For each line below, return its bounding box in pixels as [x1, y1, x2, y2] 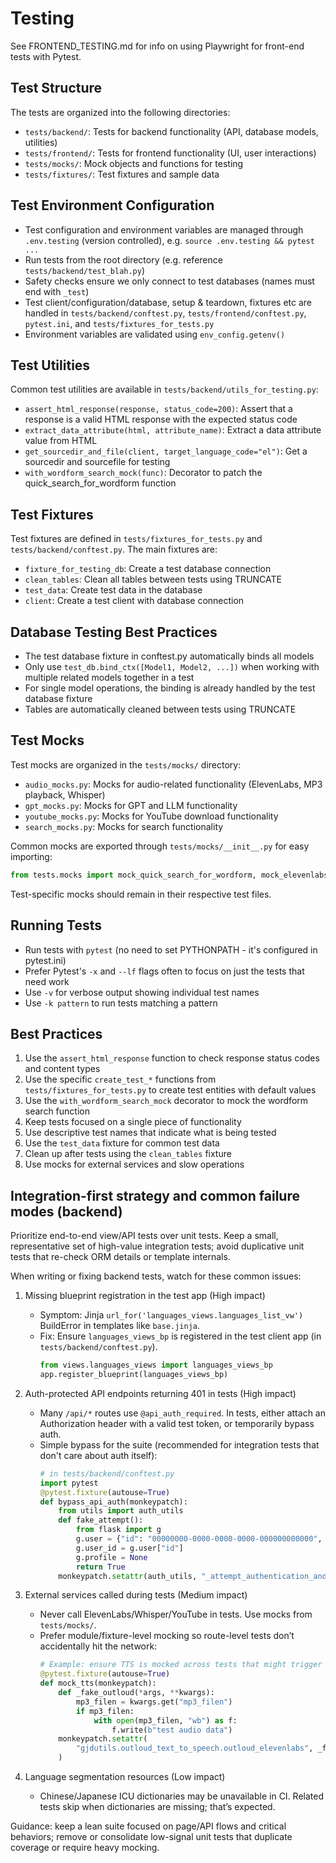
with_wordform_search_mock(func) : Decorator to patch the [24, 467, 263, 479]
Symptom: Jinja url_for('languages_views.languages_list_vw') [39, 1309, 304, 1321]
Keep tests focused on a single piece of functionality [24, 1116, 242, 1128]
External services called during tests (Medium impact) [24, 1589, 248, 1601]
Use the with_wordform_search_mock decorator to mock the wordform [24, 1095, 309, 1107]
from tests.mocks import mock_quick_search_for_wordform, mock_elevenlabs [10, 870, 329, 880]
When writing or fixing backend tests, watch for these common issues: [10, 1270, 302, 1282]
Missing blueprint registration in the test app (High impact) [24, 1290, 266, 1302]
